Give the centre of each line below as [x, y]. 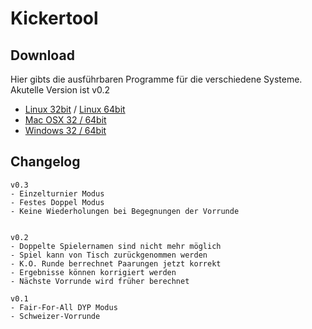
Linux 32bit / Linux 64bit [75, 109]
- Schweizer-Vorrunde [55, 316]
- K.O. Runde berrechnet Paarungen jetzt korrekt [116, 263]
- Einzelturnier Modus [57, 193]
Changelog [45, 162]
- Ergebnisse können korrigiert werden [93, 272]
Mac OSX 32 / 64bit [65, 120]
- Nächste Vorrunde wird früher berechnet [100, 281]
